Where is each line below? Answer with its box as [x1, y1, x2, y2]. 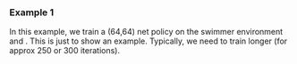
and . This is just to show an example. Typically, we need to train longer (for [9, 36, 288, 46]
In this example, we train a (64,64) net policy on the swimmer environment [9, 27, 284, 37]
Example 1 [9, 6, 55, 19]
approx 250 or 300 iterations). [9, 45, 121, 56]
